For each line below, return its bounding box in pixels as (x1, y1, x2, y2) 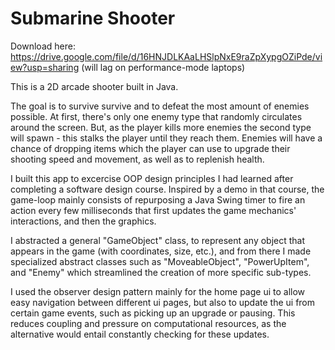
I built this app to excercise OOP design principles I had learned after (10, 172, 294, 184)
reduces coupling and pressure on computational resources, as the (10, 317, 287, 329)
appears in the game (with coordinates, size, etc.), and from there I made (10, 245, 312, 257)
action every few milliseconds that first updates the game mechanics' (10, 204, 297, 216)
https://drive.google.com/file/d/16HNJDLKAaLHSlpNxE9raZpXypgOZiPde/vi (10, 50, 323, 62)
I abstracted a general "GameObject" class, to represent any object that (10, 234, 306, 246)
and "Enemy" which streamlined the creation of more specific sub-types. (10, 266, 312, 278)
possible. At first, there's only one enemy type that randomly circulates (10, 110, 303, 122)
